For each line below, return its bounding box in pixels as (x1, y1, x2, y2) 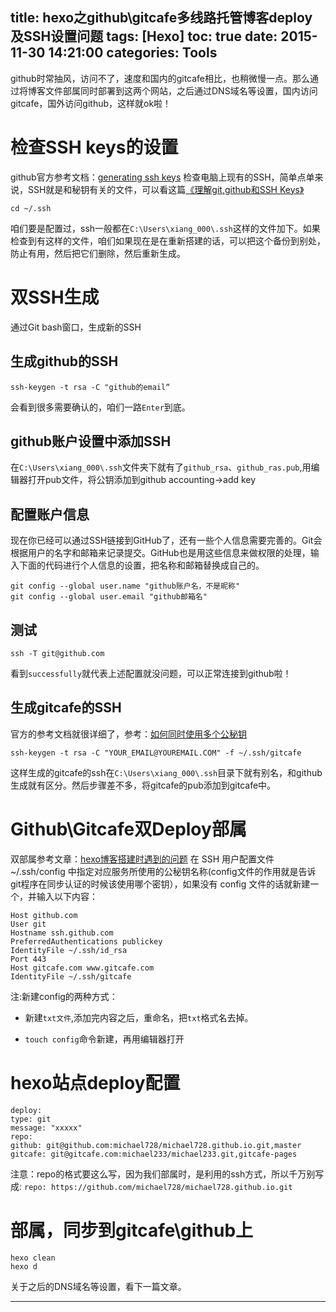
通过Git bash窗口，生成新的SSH (10, 321, 142, 333)
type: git (10, 1114, 52, 1124)
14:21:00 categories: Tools (48, 44, 218, 62)
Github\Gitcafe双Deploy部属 (10, 818, 247, 840)
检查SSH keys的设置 (10, 136, 179, 158)
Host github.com (10, 910, 78, 920)
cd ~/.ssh (10, 203, 52, 213)
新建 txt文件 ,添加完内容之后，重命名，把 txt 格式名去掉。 (24, 1011, 254, 1023)
